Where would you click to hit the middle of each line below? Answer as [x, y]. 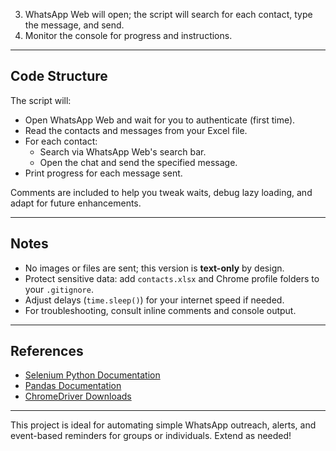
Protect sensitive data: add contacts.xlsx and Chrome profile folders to [172, 278]
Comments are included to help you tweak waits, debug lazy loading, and [161, 192]
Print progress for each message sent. [103, 173]
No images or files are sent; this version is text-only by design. [154, 268]
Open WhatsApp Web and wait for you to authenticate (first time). [160, 120]
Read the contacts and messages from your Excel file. [136, 130]
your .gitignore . [59, 289]
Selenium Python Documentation [92, 375]
